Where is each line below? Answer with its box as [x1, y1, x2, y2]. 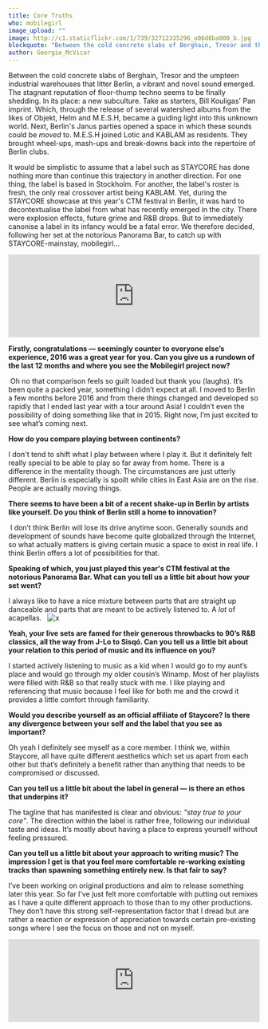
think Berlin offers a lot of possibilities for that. [8, 548, 160, 558]
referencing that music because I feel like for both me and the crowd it [8, 687, 239, 696]
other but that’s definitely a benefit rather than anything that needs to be [8, 759, 246, 769]
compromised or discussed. [8, 768, 100, 778]
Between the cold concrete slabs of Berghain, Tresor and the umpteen [8, 71, 239, 80]
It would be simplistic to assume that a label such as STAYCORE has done [8, 163, 250, 171]
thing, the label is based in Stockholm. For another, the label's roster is [8, 179, 239, 188]
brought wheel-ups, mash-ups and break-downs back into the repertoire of [8, 139, 256, 148]
